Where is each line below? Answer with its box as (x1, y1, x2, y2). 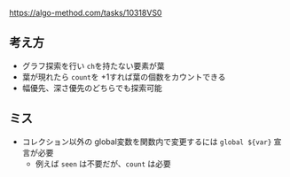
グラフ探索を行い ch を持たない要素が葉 (21, 60, 166, 71)
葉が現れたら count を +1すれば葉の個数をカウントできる (21, 71, 226, 82)
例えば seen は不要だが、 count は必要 (35, 158, 171, 169)
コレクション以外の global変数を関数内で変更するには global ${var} (21, 136, 272, 147)
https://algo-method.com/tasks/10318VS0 (9, 8, 162, 18)
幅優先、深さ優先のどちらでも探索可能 (21, 82, 162, 93)
